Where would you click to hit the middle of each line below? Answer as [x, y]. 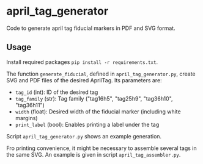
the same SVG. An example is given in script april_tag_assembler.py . [94, 154]
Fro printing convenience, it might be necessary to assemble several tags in [102, 148]
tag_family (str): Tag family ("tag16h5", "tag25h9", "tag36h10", [94, 98]
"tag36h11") [30, 105]
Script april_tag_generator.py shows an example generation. [84, 136]
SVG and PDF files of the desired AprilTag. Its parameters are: [84, 80]
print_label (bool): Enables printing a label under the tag [87, 124]
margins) [26, 118]
